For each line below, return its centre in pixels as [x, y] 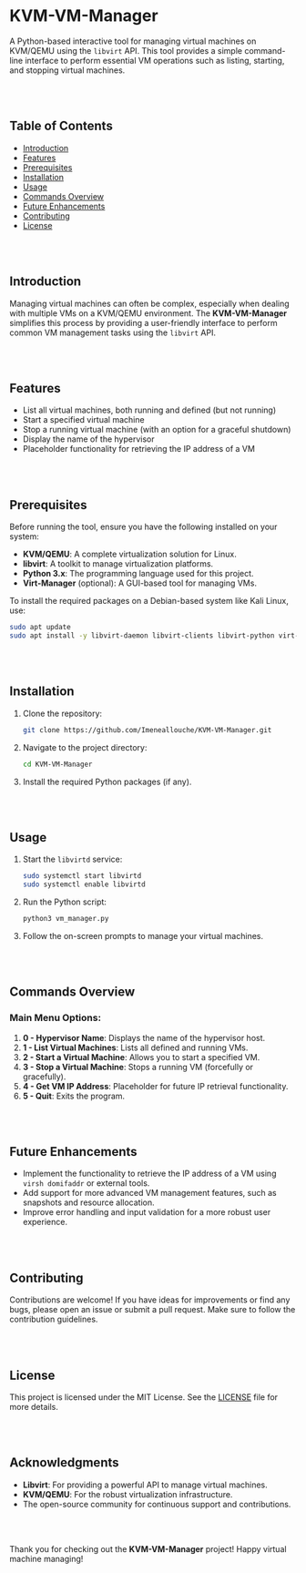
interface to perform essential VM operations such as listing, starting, [155, 60]
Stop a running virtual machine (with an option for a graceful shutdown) [157, 430]
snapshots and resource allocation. [88, 1202]
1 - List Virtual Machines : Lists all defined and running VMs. [135, 1047]
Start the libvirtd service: [72, 859]
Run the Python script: [65, 902]
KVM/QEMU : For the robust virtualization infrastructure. [127, 1494]
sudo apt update [40, 628]
